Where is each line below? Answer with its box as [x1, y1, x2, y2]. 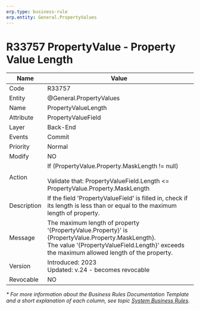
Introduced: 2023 [47, 258, 97, 266]
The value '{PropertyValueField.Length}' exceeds [47, 241, 185, 250]
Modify [9, 152, 29, 161]
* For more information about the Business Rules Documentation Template [6, 291, 189, 298]
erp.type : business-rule [6, 8, 68, 15]
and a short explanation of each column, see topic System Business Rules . [6, 297, 190, 305]
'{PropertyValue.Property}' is [47, 226, 128, 235]
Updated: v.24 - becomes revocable [47, 266, 150, 274]
